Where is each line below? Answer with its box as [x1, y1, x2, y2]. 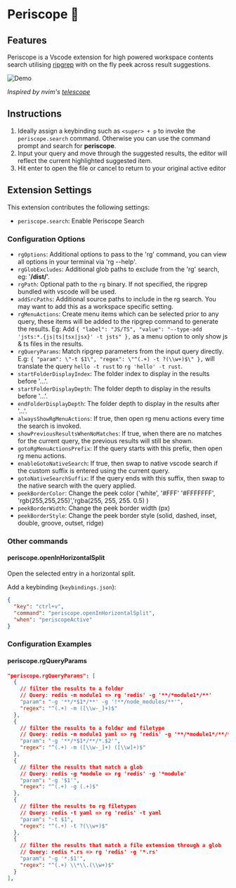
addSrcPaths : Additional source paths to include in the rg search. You [17, 294, 216, 303]
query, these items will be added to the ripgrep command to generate [17, 317, 219, 325]
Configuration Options [7, 234, 86, 244]
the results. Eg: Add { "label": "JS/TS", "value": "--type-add [17, 325, 202, 333]
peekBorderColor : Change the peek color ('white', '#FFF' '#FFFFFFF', [17, 488, 216, 497]
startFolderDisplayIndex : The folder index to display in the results [17, 369, 210, 378]
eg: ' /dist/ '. [17, 272, 51, 280]
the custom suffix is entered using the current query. [17, 466, 170, 475]
